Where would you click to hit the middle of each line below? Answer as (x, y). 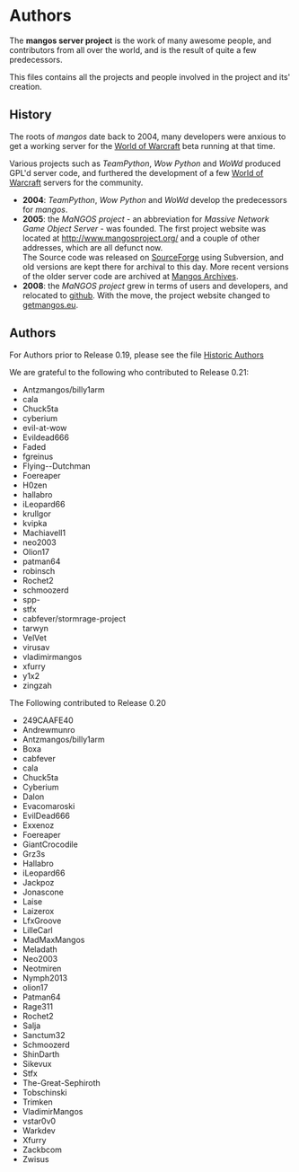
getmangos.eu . (50, 304)
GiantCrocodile (50, 844)
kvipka (35, 523)
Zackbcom (42, 1150)
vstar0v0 (39, 1121)
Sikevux (37, 1063)
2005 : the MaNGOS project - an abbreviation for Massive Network (145, 219)
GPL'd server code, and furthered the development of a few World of (136, 172)
